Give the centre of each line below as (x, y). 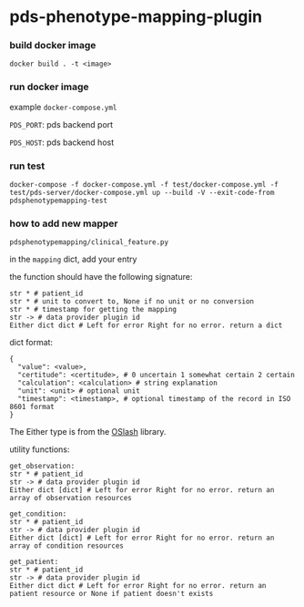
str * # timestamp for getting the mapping (93, 310)
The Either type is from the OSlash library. (88, 432)
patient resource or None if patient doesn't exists (111, 594)
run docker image (49, 87)
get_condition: (38, 514)
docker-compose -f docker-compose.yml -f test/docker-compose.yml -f (144, 185)
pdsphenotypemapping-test (58, 201)
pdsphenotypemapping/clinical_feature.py (89, 242)
